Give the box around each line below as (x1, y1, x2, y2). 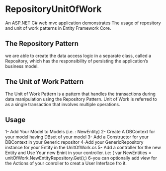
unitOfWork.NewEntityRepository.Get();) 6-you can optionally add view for (5, 155, 158, 161)
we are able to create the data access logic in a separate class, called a (5, 53, 152, 58)
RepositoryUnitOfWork (5, 3, 102, 15)
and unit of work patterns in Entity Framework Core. (5, 25, 111, 31)
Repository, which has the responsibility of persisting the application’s (5, 58, 148, 64)
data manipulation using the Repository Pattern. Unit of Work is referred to (5, 96, 158, 102)
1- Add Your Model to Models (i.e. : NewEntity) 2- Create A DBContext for (5, 129, 156, 135)
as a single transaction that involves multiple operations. (5, 101, 120, 107)
